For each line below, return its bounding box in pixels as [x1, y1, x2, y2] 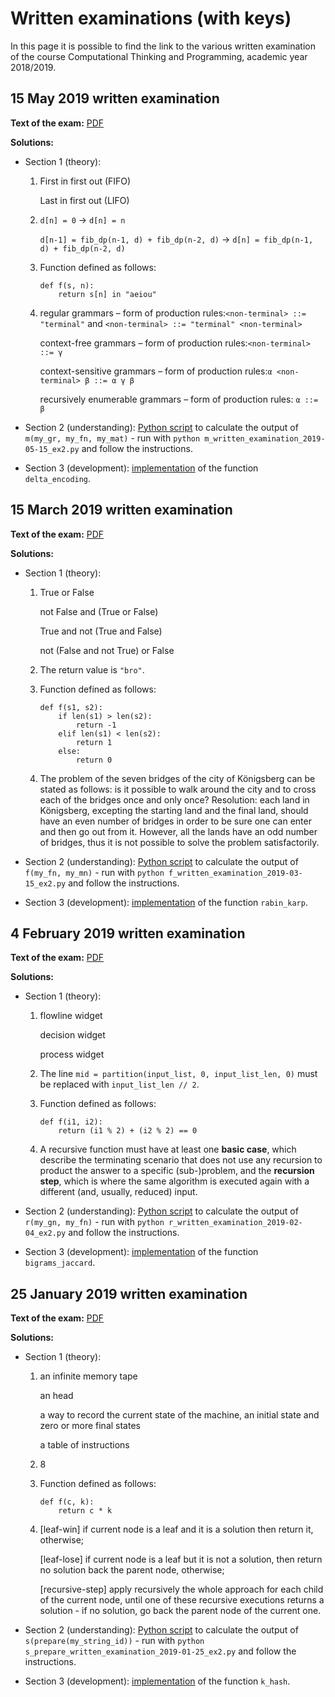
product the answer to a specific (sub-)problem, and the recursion [39, 1165, 315, 1177]
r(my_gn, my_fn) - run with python [24, 1216, 165, 1228]
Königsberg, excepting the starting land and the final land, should [39, 804, 309, 816]
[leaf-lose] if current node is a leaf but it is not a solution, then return [39, 1553, 323, 1566]
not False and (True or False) [39, 605, 159, 617]
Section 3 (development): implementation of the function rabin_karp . [24, 896, 308, 908]
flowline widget [39, 1010, 103, 1022]
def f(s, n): [39, 280, 95, 291]
